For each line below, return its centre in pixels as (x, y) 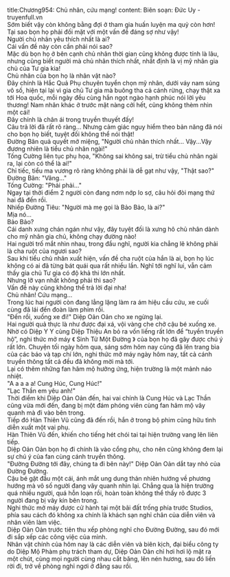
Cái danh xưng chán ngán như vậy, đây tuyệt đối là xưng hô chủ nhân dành (113, 229)
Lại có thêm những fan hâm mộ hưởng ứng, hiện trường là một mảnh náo (110, 369)
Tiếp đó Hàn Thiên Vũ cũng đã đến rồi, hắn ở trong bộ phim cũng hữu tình (112, 420)
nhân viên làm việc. (35, 522)
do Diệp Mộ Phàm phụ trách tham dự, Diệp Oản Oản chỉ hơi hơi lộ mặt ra (109, 552)
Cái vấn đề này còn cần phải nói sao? (60, 46)
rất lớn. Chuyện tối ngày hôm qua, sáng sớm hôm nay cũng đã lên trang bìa (113, 347)
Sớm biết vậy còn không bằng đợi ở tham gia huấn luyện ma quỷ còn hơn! (111, 24)
